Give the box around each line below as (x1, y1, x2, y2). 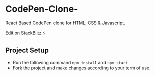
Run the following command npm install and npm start (12, 59, 128, 65)
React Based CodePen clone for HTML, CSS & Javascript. (5, 20, 125, 26)
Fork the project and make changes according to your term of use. (12, 65, 151, 71)
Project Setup (5, 46, 49, 55)
